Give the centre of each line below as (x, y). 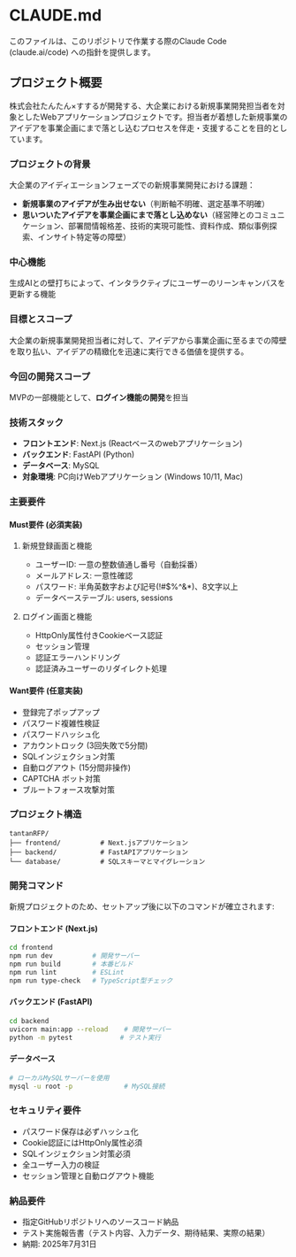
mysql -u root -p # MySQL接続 (87, 1086)
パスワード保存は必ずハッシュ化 (80, 1131)
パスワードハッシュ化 (61, 734)
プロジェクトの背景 (50, 164)
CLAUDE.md (56, 15)
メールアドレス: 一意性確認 (84, 575)
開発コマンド (37, 885)
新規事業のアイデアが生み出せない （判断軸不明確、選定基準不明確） (146, 204)
